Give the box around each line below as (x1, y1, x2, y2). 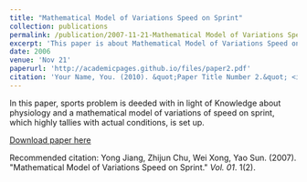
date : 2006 (9, 47, 51, 56)
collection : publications (9, 22, 108, 31)
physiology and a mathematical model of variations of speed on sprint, (9, 106, 275, 118)
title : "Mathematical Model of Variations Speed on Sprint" (9, 13, 244, 23)
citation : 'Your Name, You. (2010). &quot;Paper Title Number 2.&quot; (9, 73, 288, 82)
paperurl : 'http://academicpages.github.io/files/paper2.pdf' (9, 65, 251, 74)
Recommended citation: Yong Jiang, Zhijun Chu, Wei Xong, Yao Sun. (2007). (9, 152, 297, 163)
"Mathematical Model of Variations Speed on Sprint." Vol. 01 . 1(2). (9, 161, 256, 173)
